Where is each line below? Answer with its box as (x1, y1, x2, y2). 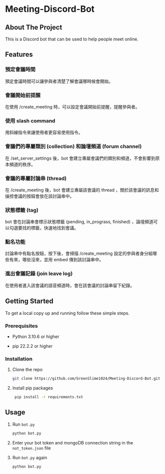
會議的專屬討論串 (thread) (5, 175, 67, 182)
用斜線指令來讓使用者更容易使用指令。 (5, 130, 83, 135)
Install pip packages (12, 385, 53, 391)
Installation (5, 355, 33, 362)
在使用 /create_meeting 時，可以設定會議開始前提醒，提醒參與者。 (5, 103, 140, 109)
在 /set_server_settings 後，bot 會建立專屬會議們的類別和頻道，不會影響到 (5, 155, 156, 161)
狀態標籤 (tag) (5, 206, 38, 213)
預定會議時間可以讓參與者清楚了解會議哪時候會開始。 (5, 78, 113, 84)
